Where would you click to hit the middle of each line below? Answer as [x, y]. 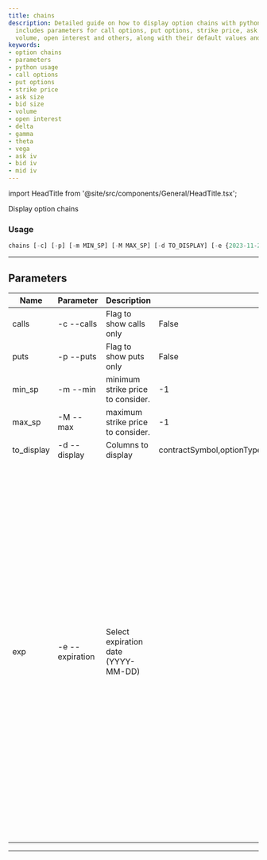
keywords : [25, 45]
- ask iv [23, 156]
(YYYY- [121, 661]
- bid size [26, 104]
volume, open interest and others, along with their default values [131, 38]
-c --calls [77, 323]
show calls [126, 323]
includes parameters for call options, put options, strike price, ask [137, 30]
